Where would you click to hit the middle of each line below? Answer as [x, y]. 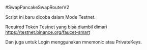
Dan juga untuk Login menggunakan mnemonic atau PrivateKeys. [74, 42]
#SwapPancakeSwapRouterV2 [37, 7]
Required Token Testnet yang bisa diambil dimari [56, 27]
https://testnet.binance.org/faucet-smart [48, 32]
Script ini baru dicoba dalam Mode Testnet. [50, 17]
